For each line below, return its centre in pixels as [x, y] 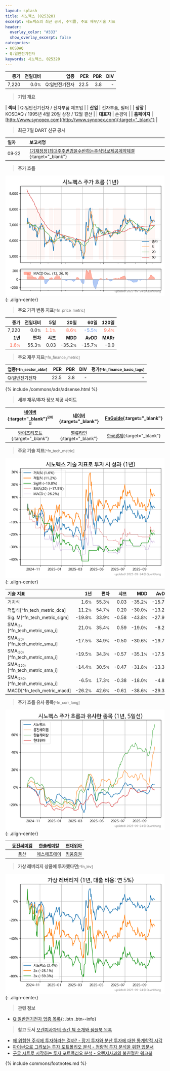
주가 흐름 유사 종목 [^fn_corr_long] [49, 702]
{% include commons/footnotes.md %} [46, 1063]
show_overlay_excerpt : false [40, 38]
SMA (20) [16, 638]
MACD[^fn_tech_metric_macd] [39, 690]
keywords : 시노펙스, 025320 [33, 59]
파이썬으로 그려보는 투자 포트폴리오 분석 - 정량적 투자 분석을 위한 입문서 [83, 1047]
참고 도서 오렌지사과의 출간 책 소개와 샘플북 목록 [65, 1029]
